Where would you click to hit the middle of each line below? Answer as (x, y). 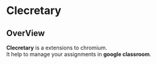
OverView (26, 33)
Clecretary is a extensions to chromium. (57, 48)
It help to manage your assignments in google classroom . (79, 54)
